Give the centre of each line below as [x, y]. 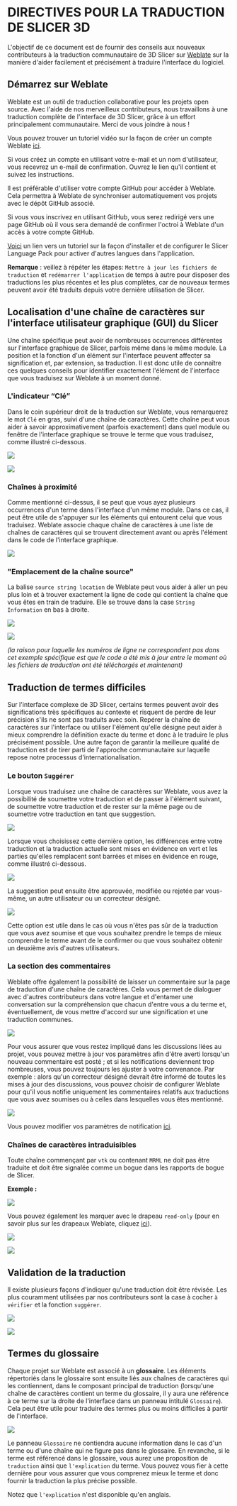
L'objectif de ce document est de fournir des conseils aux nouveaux [106, 47]
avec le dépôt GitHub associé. [51, 203]
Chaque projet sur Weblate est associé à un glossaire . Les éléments [107, 1370]
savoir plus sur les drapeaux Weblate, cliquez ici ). [80, 1224]
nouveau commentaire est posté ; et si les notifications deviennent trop [111, 1061]
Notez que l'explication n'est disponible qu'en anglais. [89, 1494]
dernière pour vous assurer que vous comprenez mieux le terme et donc [113, 1473]
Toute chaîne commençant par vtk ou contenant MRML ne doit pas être [109, 1160]
